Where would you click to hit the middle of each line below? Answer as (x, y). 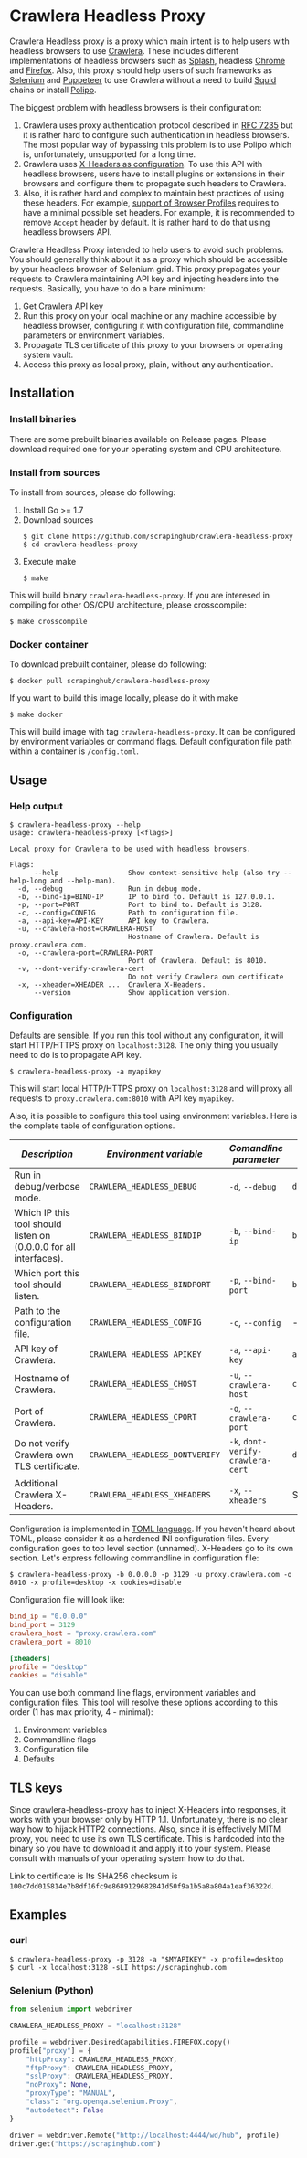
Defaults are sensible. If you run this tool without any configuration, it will (147, 1036)
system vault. (48, 354)
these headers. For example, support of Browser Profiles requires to (151, 203)
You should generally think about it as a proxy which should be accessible (148, 259)
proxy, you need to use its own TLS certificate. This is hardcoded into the (147, 1839)
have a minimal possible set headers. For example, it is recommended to (159, 212)
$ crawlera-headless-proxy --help (75, 825)
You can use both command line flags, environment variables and (132, 1693)
